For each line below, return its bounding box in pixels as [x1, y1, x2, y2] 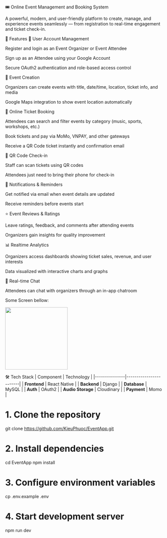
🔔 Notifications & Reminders [5, 181, 63, 187]
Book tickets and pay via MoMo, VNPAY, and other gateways [5, 134, 130, 139]
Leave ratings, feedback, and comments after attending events [5, 222, 134, 228]
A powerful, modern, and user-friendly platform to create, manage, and [5, 15, 152, 21]
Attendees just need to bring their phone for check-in [5, 172, 115, 178]
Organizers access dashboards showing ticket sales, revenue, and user [5, 254, 152, 259]
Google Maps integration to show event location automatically [5, 99, 132, 105]
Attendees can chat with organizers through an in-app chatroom [5, 288, 137, 293]
